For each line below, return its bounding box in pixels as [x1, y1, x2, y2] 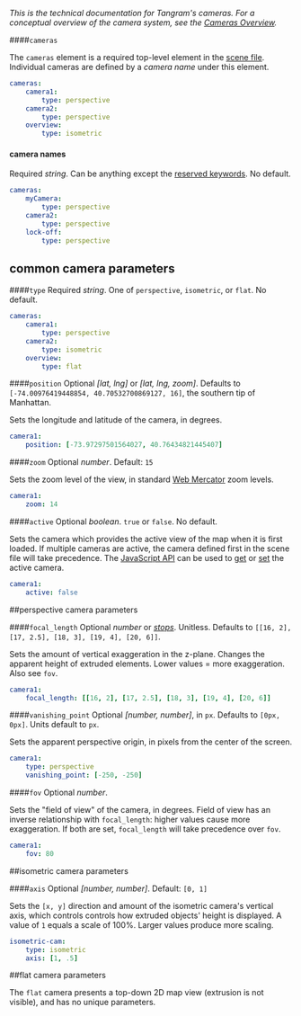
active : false [25, 588, 78, 597]
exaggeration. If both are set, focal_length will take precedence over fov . [9, 824, 281, 834]
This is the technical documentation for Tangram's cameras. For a [9, 8, 255, 18]
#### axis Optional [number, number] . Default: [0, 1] [9, 883, 208, 894]
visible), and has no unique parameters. [9, 997, 156, 1008]
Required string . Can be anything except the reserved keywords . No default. [9, 168, 292, 179]
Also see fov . [9, 667, 58, 678]
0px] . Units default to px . [9, 719, 100, 730]
